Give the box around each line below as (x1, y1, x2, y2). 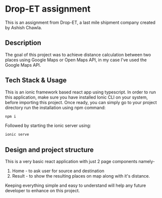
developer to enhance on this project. (5, 188, 80, 194)
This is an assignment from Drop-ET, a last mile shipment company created (5, 19, 156, 25)
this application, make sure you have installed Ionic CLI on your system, (5, 94, 148, 100)
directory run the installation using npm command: (5, 105, 106, 110)
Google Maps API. (5, 62, 41, 68)
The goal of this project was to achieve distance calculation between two (5, 52, 151, 57)
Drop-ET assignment (5, 3, 91, 15)
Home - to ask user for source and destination (12, 168, 105, 174)
